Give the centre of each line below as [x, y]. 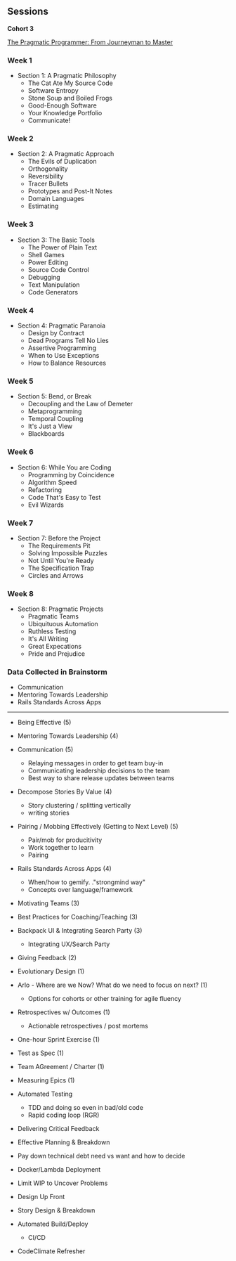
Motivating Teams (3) [48, 903]
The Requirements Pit [59, 545]
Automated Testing [45, 1094]
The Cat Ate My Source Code [71, 83]
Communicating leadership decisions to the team [99, 771]
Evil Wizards [46, 505]
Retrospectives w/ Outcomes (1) [64, 1012]
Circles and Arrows [55, 575]
